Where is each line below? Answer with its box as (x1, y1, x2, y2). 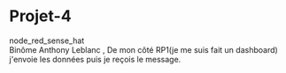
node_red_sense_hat (9, 35, 85, 46)
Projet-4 (9, 6, 73, 26)
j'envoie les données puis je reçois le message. (9, 54, 182, 64)
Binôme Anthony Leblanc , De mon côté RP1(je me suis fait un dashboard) (9, 44, 279, 55)
